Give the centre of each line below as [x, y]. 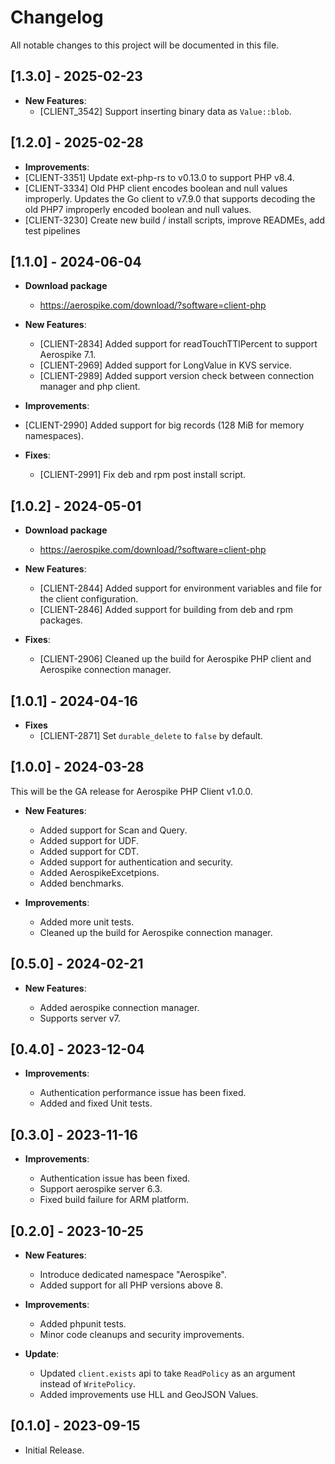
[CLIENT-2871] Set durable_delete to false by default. [151, 735]
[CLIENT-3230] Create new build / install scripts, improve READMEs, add [174, 220]
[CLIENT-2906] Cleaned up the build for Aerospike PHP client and [175, 659]
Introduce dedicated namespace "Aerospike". [133, 1275]
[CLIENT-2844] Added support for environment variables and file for [181, 588]
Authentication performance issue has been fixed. [143, 1093]
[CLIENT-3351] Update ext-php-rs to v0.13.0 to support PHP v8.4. [159, 177]
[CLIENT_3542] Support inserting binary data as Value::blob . [165, 111]
